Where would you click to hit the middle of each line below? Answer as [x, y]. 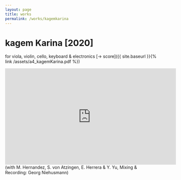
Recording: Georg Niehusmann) [37, 173]
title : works [18, 14]
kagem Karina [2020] [49, 43]
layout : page [18, 10]
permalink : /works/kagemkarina [37, 19]
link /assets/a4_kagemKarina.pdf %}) [43, 62]
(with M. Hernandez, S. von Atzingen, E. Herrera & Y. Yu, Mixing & [71, 167]
